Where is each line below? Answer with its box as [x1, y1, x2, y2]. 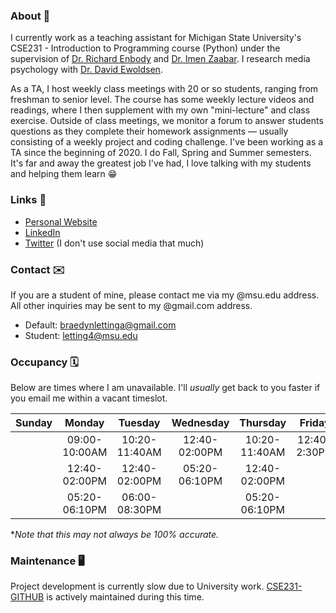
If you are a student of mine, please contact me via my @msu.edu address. [10, 289, 320, 301]
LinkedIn [24, 226, 61, 238]
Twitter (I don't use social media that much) [24, 237, 205, 249]
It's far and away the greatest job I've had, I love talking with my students [10, 157, 312, 169]
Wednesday [171, 416, 230, 430]
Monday [64, 416, 105, 430]
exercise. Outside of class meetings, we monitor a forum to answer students [10, 115, 324, 127]
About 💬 [10, 9, 51, 23]
